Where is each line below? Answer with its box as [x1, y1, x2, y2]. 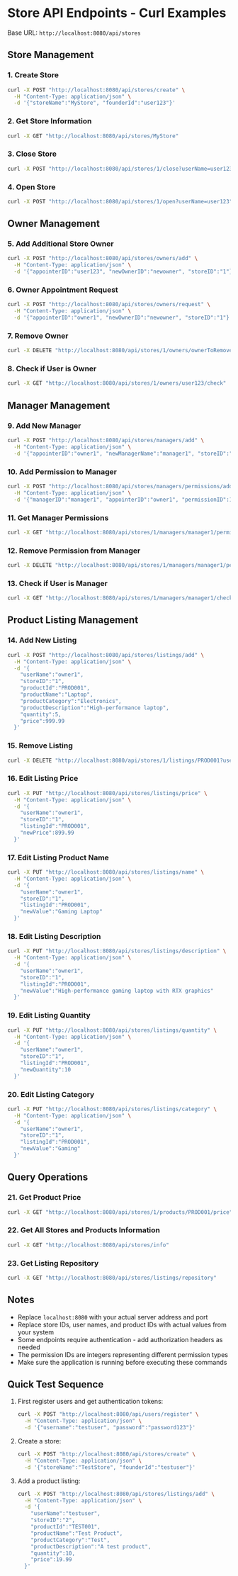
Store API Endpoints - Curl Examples [7, 5, 227, 21]
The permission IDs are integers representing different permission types [17, 1350, 229, 1358]
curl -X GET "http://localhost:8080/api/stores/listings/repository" [7, 1274, 217, 1281]
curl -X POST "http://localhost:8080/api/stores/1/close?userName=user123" [7, 165, 236, 172]
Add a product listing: [17, 1476, 81, 1485]
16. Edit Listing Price [7, 774, 79, 784]
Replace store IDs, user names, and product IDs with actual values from [17, 1320, 227, 1329]
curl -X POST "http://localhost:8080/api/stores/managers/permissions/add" [7, 483, 236, 490]
